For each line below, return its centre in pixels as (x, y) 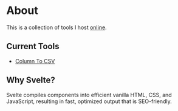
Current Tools (33, 46)
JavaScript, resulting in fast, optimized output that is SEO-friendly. (89, 101)
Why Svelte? (31, 80)
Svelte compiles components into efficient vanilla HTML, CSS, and (89, 95)
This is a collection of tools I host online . (57, 27)
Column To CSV (35, 61)
